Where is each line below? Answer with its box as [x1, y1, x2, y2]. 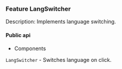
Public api [5, 31, 31, 38]
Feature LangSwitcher [5, 5, 71, 13]
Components [14, 45, 46, 52]
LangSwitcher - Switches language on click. [5, 56, 112, 63]
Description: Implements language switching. [5, 18, 117, 25]
